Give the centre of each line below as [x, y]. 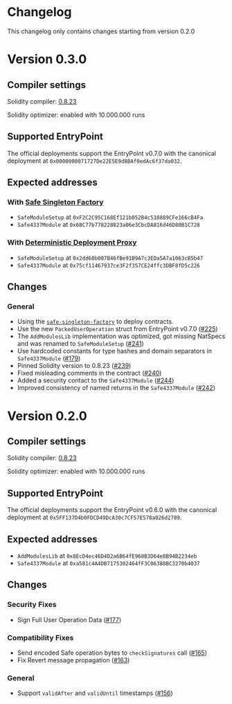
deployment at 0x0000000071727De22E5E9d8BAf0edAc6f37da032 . [95, 161]
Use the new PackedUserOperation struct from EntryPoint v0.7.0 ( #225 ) [117, 329]
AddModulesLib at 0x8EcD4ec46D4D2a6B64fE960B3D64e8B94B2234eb [107, 556]
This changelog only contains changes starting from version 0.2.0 [101, 31]
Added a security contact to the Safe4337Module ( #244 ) [96, 380]
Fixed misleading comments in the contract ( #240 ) [89, 373]
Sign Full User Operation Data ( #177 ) [69, 619]
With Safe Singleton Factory [55, 202]
